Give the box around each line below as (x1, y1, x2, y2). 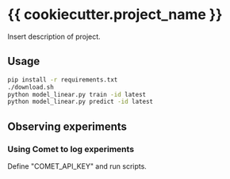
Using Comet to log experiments (7, 143, 135, 154)
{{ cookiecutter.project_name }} (7, 6, 223, 24)
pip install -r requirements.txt (7, 75, 118, 84)
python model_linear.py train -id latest (7, 90, 147, 98)
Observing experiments (7, 120, 128, 133)
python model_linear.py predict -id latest (7, 97, 154, 106)
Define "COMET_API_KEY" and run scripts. (7, 161, 148, 171)
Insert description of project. (7, 32, 101, 41)
